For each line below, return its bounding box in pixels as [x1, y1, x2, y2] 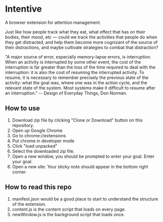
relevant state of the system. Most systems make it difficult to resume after [5, 85, 156, 91]
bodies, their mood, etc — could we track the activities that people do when [5, 34, 158, 40]
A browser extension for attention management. [5, 19, 102, 25]
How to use [5, 104, 40, 112]
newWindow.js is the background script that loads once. [12, 211, 125, 217]
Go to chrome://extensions [12, 132, 66, 138]
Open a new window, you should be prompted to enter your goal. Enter [12, 153, 155, 159]
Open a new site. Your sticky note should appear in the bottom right [12, 164, 148, 169]
